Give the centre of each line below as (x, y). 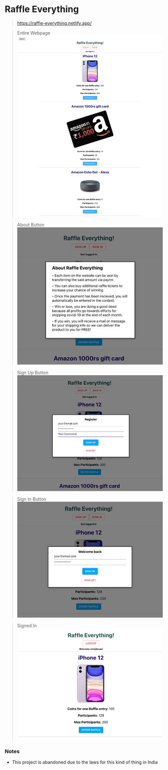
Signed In (27, 625)
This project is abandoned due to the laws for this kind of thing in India (85, 762)
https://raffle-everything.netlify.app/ (54, 23)
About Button (31, 225)
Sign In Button (32, 499)
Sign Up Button (33, 372)
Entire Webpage (34, 33)
